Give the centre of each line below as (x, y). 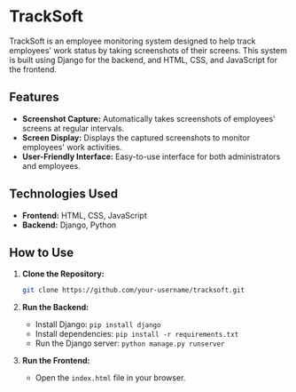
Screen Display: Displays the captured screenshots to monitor (136, 137)
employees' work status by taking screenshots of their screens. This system (148, 50)
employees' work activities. (72, 147)
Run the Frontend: (56, 361)
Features (34, 97)
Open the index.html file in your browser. (110, 378)
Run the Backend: (55, 308)
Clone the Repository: (63, 274)
